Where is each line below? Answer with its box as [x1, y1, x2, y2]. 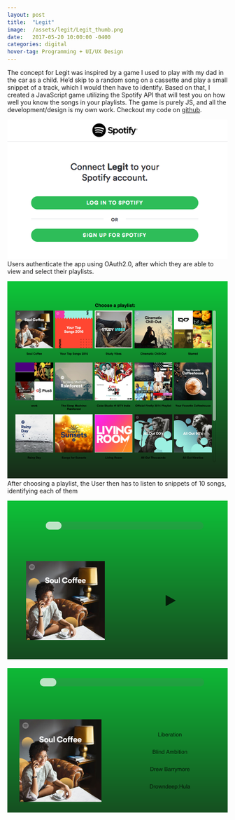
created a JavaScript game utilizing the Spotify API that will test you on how [7, 91, 226, 99]
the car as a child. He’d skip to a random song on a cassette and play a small [7, 76, 228, 84]
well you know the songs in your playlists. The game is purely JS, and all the [7, 98, 227, 107]
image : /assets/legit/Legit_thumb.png [7, 26, 124, 33]
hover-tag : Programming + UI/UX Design [7, 48, 124, 55]
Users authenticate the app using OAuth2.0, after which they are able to [7, 259, 214, 268]
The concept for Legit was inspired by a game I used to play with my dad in [7, 69, 224, 76]
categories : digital [7, 41, 68, 48]
